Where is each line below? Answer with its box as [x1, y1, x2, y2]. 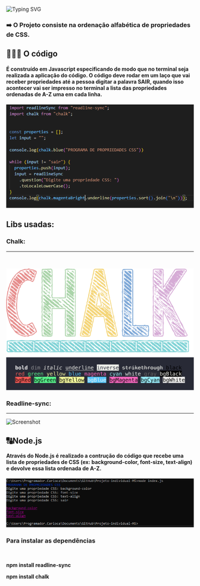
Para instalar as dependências [6, 536, 96, 544]
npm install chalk [6, 573, 49, 580]
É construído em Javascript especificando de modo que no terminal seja [6, 65, 189, 73]
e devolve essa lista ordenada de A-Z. [6, 465, 102, 472]
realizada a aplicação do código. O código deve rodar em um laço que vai [6, 71, 190, 79]
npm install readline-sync [6, 562, 71, 569]
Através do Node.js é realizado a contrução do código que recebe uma [6, 452, 184, 459]
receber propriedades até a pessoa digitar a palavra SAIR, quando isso [6, 78, 184, 85]
